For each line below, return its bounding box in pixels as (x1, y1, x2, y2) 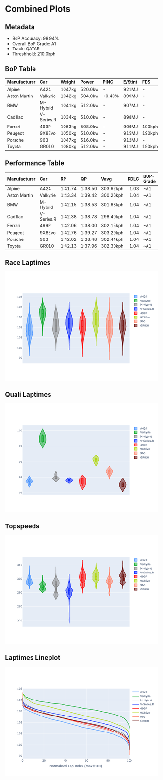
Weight (60, 79, 76, 85)
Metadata (5, 23, 35, 31)
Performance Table (5, 159, 65, 168)
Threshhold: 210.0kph (12, 51, 56, 57)
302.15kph (101, 223, 124, 229)
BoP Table (5, 65, 36, 73)
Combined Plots (5, 3, 71, 15)
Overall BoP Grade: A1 (12, 41, 56, 47)
